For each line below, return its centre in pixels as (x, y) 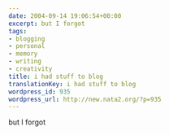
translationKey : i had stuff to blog (72, 84)
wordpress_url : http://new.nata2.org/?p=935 (85, 99)
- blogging (27, 39)
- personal (27, 46)
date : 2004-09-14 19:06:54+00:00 (65, 16)
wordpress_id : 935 (39, 91)
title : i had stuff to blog (56, 76)
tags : (17, 31)
